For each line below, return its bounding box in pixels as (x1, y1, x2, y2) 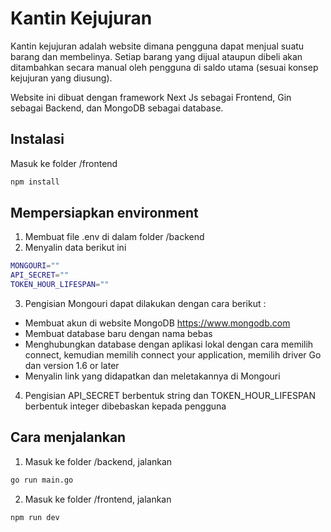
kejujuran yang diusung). (10, 72, 113, 84)
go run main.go (10, 475, 74, 485)
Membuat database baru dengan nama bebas (24, 328, 213, 340)
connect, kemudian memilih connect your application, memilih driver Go (24, 349, 322, 361)
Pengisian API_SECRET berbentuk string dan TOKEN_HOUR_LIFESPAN (24, 390, 317, 402)
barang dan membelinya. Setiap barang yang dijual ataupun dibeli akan (10, 50, 303, 62)
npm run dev (10, 512, 60, 522)
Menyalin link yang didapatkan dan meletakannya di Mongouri (24, 370, 281, 382)
